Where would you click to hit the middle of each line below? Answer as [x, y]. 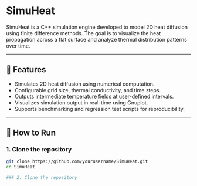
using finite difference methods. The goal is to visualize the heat [84, 33]
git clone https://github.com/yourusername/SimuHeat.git [77, 162]
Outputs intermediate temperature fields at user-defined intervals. [94, 96]
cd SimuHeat [21, 167]
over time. [18, 46]
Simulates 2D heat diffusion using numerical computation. [84, 84]
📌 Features [26, 70]
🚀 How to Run [31, 133]
